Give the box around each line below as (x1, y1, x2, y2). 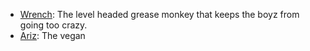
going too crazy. (19, 19, 88, 31)
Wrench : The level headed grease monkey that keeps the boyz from (19, 9, 300, 20)
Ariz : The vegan (19, 30, 86, 41)
